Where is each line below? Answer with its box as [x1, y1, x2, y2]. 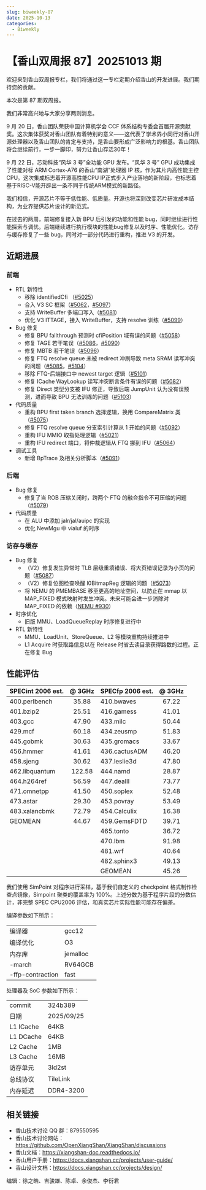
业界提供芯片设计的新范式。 [22, 203, 93, 210]
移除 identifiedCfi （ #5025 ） [24, 293, 97, 301]
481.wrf [100, 847, 124, 856]
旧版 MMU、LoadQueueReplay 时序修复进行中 [24, 618, 142, 625]
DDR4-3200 [47, 1086, 85, 1095]
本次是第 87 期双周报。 [6, 96, 64, 104]
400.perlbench [9, 697, 53, 706]
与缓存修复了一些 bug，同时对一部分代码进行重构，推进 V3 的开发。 [6, 231, 178, 238]
